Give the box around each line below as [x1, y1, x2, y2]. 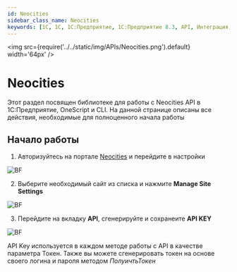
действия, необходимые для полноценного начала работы [7, 113, 185, 122]
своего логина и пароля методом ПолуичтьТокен [7, 256, 156, 265]
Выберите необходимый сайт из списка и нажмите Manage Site [17, 180, 212, 188]
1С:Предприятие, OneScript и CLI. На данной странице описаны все [7, 106, 212, 114]
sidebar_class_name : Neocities [7, 17, 99, 24]
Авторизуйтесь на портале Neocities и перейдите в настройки [17, 152, 206, 161]
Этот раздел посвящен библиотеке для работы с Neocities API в [7, 98, 201, 106]
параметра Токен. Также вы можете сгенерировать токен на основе [7, 249, 215, 258]
